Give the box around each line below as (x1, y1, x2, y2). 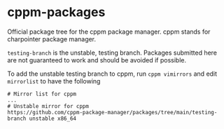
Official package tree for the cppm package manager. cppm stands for (7, 27, 211, 36)
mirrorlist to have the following (7, 76, 101, 85)
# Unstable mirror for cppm (7, 102, 90, 109)
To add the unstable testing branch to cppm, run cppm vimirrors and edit (7, 69, 218, 78)
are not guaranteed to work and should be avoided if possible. (7, 55, 187, 64)
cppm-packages (7, 4, 106, 20)
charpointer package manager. (7, 34, 97, 43)
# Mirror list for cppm (7, 90, 77, 97)
